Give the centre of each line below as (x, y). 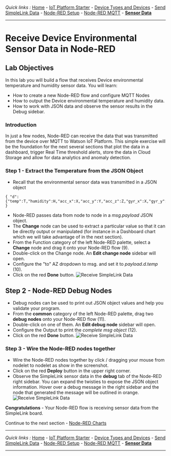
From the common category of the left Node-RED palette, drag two (83, 314)
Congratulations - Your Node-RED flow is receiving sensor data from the (82, 408)
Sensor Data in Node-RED (61, 49)
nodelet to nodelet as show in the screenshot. (61, 365)
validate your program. (36, 309)
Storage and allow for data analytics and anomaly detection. (68, 158)
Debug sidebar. (28, 111)
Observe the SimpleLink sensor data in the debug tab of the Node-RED (87, 376)
